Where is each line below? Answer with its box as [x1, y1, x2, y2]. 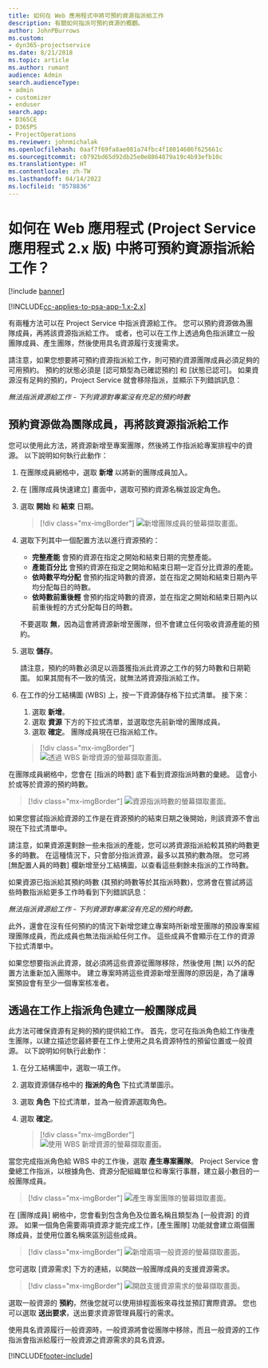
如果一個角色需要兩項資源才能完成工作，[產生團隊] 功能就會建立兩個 [23, 1220, 249, 1230]
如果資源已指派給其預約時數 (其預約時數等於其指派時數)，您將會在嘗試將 [8, 877, 246, 886]
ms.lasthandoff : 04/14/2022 [8, 175, 102, 184]
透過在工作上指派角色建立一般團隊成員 [8, 1003, 197, 1017]
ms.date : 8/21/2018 [8, 49, 73, 57]
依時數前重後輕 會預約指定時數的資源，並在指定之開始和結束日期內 [31, 592, 251, 601]
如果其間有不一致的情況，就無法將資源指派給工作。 [35, 672, 204, 683]
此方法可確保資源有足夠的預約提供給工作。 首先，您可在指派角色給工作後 [8, 1026, 248, 1036]
